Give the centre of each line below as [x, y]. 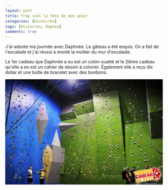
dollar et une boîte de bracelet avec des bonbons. [56, 72]
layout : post [19, 11]
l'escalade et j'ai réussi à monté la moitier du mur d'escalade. [68, 52]
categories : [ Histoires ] [31, 21]
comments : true [21, 32]
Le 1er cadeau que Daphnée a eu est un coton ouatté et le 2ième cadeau [80, 62]
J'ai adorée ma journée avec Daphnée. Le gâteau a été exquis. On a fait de [82, 47]
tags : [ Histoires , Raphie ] [33, 27]
